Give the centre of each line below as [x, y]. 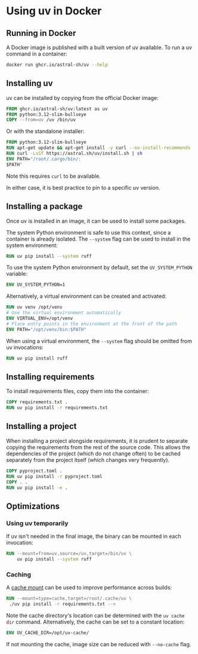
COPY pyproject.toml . [34, 471]
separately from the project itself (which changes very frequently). [88, 460]
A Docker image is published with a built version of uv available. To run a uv [99, 47]
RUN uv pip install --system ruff [49, 256]
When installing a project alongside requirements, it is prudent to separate [97, 440]
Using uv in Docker [54, 11]
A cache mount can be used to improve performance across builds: [89, 588]
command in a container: [37, 54]
